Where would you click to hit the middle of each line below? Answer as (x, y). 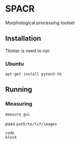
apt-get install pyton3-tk (33, 74)
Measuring (19, 104)
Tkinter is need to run (27, 50)
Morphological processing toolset (40, 23)
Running (19, 89)
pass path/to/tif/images (31, 123)
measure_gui (18, 114)
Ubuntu (15, 63)
